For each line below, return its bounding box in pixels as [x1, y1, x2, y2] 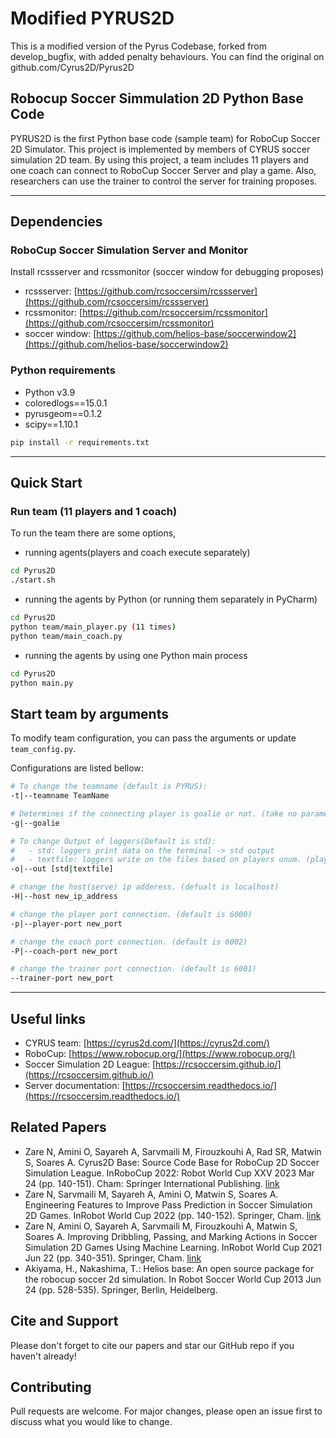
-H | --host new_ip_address [10, 892, 118, 902]
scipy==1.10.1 [24, 418, 78, 430]
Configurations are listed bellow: [10, 762, 144, 774]
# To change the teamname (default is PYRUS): [10, 782, 208, 792]
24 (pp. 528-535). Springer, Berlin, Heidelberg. [24, 1283, 218, 1296]
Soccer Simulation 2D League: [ [24, 1058, 157, 1071]
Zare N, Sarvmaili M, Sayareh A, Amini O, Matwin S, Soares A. [24, 1188, 279, 1200]
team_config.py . [10, 743, 77, 755]
